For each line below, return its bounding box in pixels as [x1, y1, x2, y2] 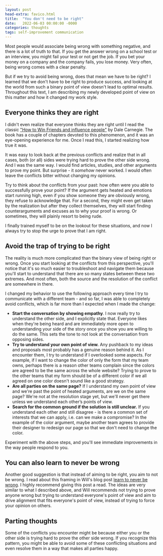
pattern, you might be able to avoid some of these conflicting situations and [5, 540, 157, 546]
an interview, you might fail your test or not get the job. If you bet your [5, 54, 145, 59]
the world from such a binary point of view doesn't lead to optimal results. [5, 84, 153, 89]
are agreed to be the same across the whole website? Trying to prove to [12, 367, 157, 373]
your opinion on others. [5, 503, 52, 509]
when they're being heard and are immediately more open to [12, 321, 134, 327]
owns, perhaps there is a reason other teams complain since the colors [12, 362, 155, 368]
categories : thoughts [5, 25, 49, 30]
